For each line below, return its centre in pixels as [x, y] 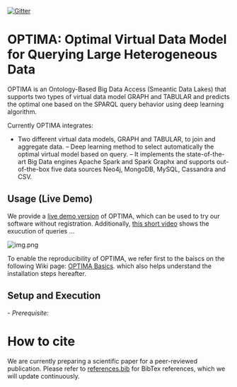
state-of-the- [206, 154]
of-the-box [34, 169]
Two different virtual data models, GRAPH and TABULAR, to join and [116, 139]
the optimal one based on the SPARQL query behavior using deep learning [116, 104]
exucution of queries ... [41, 231]
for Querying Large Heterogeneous [112, 55]
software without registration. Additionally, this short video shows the [108, 224]
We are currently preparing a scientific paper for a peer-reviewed [103, 361]
